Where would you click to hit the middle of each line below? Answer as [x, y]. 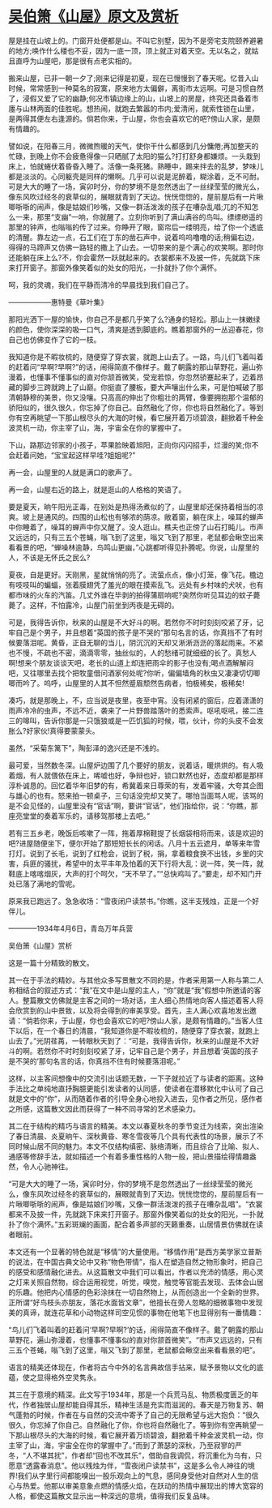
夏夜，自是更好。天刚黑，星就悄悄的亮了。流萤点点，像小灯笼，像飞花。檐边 [136, 574]
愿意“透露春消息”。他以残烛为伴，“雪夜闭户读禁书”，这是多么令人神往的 [128, 1465]
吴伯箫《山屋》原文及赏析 [94, 17]
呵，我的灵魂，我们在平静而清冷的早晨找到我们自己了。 [100, 285]
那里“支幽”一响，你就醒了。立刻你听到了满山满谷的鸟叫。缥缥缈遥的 [149, 216]
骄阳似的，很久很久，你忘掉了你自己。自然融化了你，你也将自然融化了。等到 [136, 407]
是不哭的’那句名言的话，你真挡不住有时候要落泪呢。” [94, 1061]
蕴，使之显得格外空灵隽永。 [55, 1377]
